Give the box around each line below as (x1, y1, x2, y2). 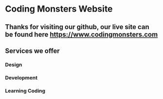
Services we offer (5, 47, 60, 55)
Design (5, 61, 22, 68)
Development (5, 74, 38, 81)
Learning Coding (5, 87, 45, 94)
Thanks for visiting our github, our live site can (5, 23, 149, 31)
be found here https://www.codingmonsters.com (5, 30, 158, 38)
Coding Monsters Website (5, 3, 113, 15)
